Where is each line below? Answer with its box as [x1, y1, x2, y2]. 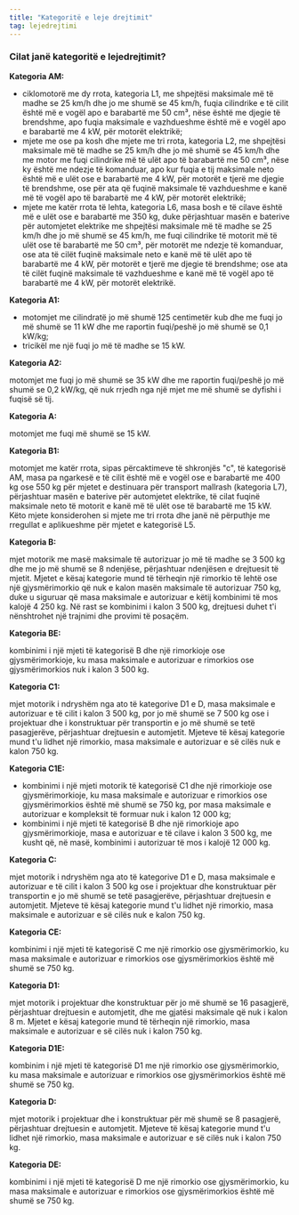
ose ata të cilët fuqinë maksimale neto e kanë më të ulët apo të [21, 248, 252, 259]
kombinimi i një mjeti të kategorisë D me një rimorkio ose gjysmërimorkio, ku [9, 1176, 289, 1187]
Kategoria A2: [9, 357, 62, 368]
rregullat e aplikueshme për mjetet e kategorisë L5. [9, 519, 196, 530]
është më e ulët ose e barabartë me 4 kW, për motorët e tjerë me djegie [21, 173, 285, 183]
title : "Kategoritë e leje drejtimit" [9, 12, 153, 22]
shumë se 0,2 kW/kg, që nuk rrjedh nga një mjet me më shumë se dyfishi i [9, 384, 282, 394]
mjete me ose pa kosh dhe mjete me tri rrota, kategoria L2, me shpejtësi [21, 135, 287, 146]
